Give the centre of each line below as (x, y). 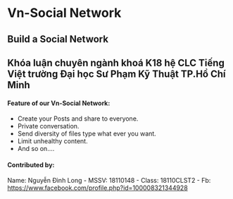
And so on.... (36, 149)
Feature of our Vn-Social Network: (59, 103)
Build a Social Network (58, 39)
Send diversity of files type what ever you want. (87, 134)
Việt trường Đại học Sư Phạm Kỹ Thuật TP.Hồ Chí (117, 74)
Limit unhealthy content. (52, 141)
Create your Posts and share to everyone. (78, 119)
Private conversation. (48, 126)
